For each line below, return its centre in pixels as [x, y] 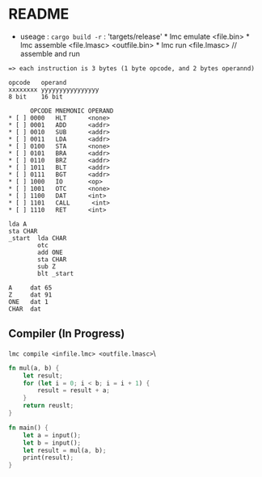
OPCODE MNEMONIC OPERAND [72, 111]
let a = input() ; [52, 435]
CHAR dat [25, 309]
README [39, 14]
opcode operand [38, 82]
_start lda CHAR [38, 238]
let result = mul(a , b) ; [65, 450]
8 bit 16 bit [36, 97]
